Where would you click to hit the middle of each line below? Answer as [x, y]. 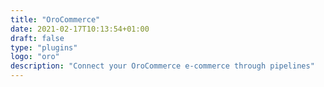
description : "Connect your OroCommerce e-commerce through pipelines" [162, 66]
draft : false [37, 38]
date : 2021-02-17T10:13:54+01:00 [80, 29]
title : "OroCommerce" [55, 19]
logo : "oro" [35, 57]
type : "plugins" [44, 47]
